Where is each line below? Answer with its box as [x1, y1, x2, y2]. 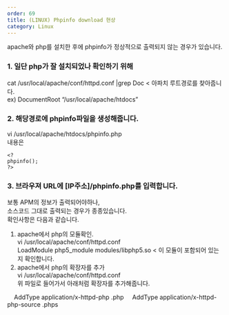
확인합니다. [24, 255, 55, 263]
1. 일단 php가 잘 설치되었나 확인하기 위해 [7, 61, 133, 71]
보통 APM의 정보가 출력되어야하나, [7, 198, 100, 207]
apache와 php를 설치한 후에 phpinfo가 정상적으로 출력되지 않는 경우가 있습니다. [7, 43, 223, 51]
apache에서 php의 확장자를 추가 [17, 263, 105, 271]
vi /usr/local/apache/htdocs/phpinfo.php [7, 129, 122, 138]
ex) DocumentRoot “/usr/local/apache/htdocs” [7, 95, 139, 104]
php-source [7, 300, 41, 309]
